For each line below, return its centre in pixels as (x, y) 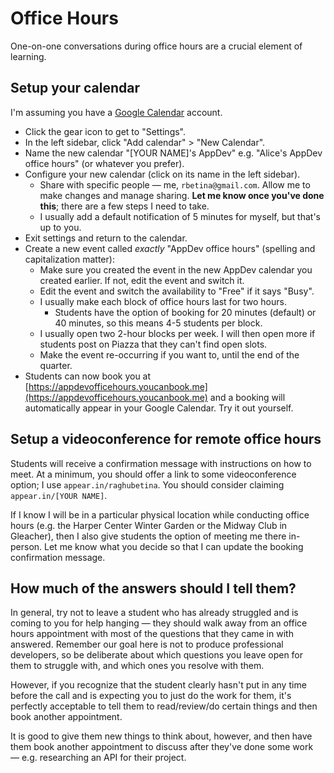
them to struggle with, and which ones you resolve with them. (137, 666)
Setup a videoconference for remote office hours (166, 439)
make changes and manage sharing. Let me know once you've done (182, 195)
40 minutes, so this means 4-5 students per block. (158, 323)
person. (26, 546)
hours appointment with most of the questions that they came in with (152, 634)
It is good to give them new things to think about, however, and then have (161, 736)
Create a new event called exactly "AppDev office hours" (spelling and (170, 248)
